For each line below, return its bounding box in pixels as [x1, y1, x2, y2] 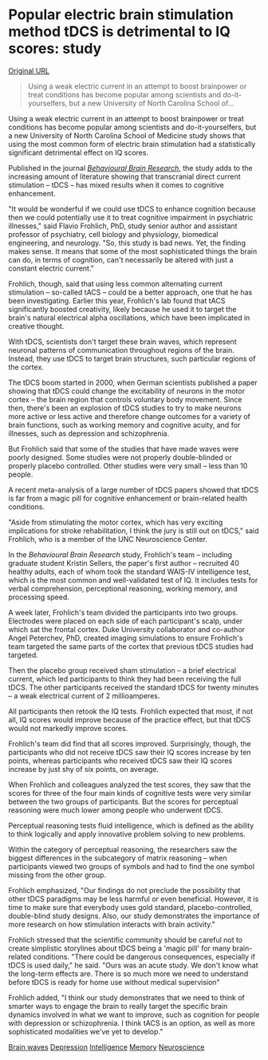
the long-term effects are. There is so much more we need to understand [8, 968, 249, 979]
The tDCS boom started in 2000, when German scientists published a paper [8, 378, 258, 387]
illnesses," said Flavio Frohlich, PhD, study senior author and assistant [8, 221, 238, 231]
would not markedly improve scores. [8, 723, 128, 733]
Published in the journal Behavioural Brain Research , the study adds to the [8, 163, 253, 172]
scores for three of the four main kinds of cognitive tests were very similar [8, 788, 252, 797]
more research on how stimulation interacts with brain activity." [8, 920, 215, 929]
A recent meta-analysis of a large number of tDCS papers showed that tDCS [8, 485, 259, 494]
